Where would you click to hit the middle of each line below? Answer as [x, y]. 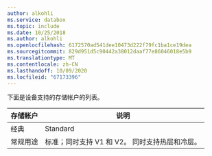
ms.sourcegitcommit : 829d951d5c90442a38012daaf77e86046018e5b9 [99, 52]
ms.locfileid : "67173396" [44, 77]
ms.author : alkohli [35, 39]
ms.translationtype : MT [41, 58]
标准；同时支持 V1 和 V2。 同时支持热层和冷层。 [123, 142]
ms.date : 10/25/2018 [37, 32]
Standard [60, 129]
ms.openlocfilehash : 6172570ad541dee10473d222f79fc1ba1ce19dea [99, 45]
